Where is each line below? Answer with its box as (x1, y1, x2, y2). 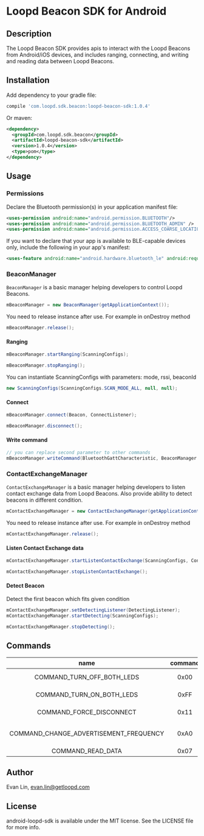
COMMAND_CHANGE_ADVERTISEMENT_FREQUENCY (9, 729, 165, 737)
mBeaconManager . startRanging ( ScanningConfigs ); (6, 351, 129, 357)
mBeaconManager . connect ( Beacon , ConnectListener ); (6, 412, 137, 418)
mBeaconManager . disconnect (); (6, 423, 83, 429)
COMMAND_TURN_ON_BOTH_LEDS (35, 690, 138, 698)
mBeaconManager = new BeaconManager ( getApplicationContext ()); (6, 302, 170, 308)
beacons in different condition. (6, 496, 83, 504)
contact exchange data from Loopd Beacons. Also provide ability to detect (6, 490, 192, 497)
